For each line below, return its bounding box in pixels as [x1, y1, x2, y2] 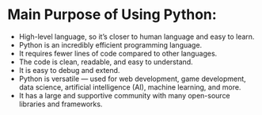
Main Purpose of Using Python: [7, 6, 217, 24]
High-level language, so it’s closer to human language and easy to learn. [18, 32, 255, 41]
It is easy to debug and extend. [18, 65, 120, 75]
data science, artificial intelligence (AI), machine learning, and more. [18, 82, 241, 92]
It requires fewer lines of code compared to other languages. [18, 48, 218, 58]
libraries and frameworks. [18, 99, 103, 109]
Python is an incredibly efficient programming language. [18, 40, 203, 49]
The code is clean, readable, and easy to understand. [18, 57, 193, 67]
